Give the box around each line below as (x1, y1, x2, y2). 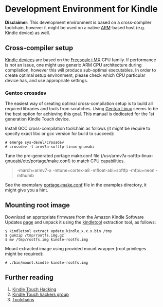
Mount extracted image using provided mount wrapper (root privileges (5, 245, 146, 251)
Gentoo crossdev (5, 89, 47, 96)
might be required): (5, 251, 44, 256)
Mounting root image (5, 201, 70, 209)
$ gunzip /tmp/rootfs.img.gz (5, 233, 64, 238)
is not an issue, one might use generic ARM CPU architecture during (5, 62, 142, 68)
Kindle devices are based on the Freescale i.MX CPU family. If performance (5, 57, 157, 63)
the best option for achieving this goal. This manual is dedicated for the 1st (5, 111, 155, 117)
